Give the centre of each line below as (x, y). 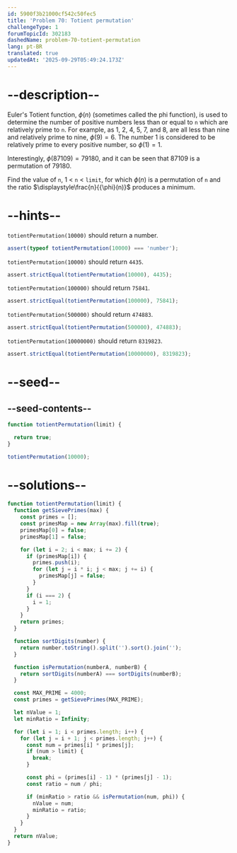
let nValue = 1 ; (37, 713)
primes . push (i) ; (57, 563)
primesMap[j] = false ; (72, 576)
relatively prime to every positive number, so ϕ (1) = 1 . (85, 144)
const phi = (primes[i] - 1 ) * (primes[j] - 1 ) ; (99, 778)
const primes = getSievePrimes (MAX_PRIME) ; (79, 700)
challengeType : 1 (33, 27)
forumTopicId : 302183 (39, 34)
